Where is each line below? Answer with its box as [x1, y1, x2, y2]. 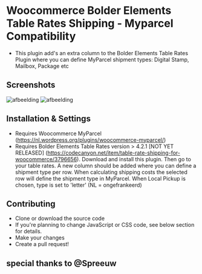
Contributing [6, 198, 56, 209]
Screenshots [6, 80, 56, 90]
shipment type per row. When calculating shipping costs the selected [15, 168, 187, 176]
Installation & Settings [6, 113, 91, 124]
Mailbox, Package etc [15, 62, 69, 70]
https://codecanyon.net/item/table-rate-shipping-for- [47, 149, 180, 156]
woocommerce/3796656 [15, 155, 77, 162]
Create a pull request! [15, 241, 70, 248]
